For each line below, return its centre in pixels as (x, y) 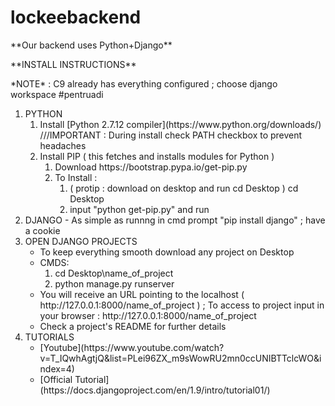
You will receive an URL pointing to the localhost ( (142, 294)
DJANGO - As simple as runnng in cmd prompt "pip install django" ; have (175, 220)
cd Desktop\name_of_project (114, 273)
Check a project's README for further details (133, 326)
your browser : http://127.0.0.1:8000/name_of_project (148, 315)
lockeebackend (76, 17)
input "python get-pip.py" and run (139, 209)
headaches (63, 145)
